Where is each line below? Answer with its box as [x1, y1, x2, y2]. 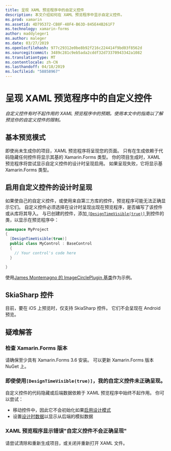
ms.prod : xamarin [5, 17, 42, 22]
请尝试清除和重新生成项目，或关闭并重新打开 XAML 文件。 [5, 440, 128, 446]
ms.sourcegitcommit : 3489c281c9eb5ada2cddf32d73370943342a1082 [5, 50, 142, 55]
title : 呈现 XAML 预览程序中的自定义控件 [5, 7, 84, 13]
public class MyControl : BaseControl [10, 241, 93, 246]
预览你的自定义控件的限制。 [5, 117, 64, 123]
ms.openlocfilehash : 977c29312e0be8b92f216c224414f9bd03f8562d [5, 45, 142, 50]
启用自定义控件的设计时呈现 [5, 183, 93, 192]
